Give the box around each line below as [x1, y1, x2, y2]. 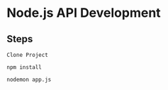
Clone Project [6, 51, 49, 58]
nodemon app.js [6, 76, 52, 83]
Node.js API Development [6, 5, 161, 21]
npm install [6, 64, 42, 71]
